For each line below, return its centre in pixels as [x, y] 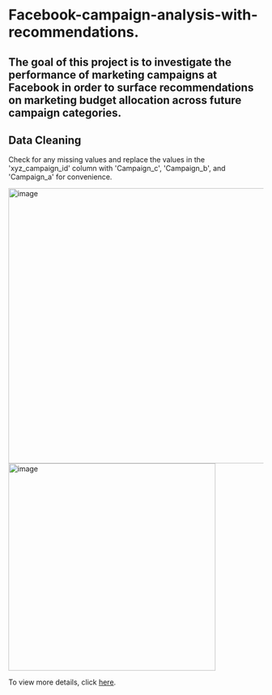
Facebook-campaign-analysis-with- [133, 15]
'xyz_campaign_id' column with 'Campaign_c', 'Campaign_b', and [117, 169]
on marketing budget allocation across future [125, 100]
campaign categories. [65, 112]
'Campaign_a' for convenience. [60, 177]
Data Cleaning [45, 140]
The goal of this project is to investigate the [120, 62]
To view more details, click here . [62, 682]
